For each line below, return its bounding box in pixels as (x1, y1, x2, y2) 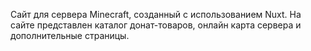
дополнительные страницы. (10, 30, 130, 41)
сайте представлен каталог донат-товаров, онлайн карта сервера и (10, 19, 302, 31)
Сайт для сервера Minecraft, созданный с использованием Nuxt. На (10, 9, 302, 20)
